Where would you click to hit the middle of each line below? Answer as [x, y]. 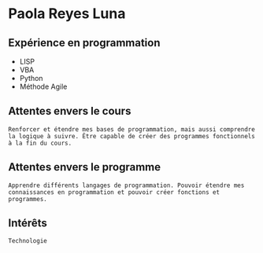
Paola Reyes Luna [67, 14]
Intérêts [28, 224]
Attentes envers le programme [85, 167]
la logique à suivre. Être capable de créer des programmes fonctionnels [132, 136]
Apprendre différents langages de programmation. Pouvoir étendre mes [126, 185]
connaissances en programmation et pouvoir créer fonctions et [114, 192]
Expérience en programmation [84, 43]
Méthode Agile [43, 86]
